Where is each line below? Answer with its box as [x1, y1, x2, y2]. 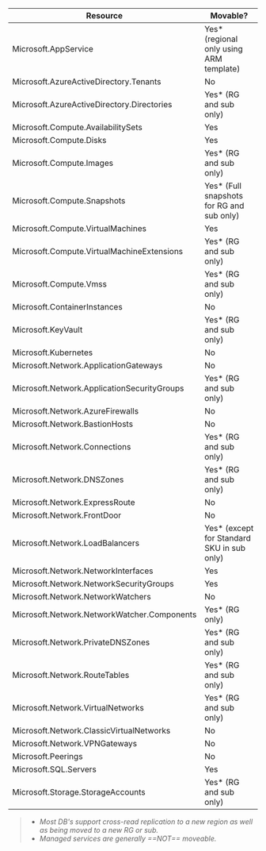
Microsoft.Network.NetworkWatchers [12, 591, 152, 602]
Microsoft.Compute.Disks [12, 135, 107, 145]
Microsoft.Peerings [12, 751, 83, 761]
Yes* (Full [204, 180, 241, 191]
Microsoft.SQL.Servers [12, 764, 97, 775]
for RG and [204, 200, 245, 211]
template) [204, 64, 241, 74]
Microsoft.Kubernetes [12, 347, 93, 358]
